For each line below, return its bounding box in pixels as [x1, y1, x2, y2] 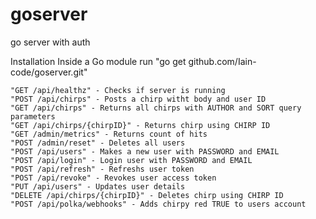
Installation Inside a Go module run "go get [10, 55, 187, 67]
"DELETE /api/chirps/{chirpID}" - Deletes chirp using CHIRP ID [10, 190, 284, 200]
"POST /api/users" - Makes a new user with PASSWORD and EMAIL [10, 146, 280, 157]
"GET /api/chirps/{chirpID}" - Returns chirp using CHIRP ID [10, 120, 271, 130]
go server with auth [10, 36, 91, 48]
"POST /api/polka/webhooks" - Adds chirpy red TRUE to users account [10, 199, 307, 209]
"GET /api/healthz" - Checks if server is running [10, 85, 226, 95]
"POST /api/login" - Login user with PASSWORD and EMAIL [10, 155, 253, 165]
